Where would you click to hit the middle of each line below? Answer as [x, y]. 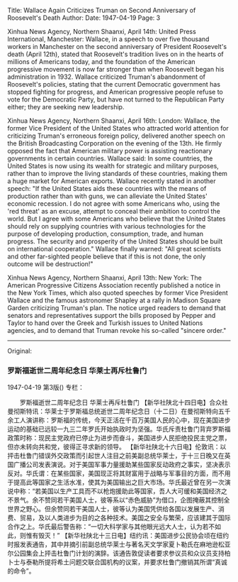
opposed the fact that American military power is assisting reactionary [110, 151]
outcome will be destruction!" [50, 264]
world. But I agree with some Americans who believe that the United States [117, 219]
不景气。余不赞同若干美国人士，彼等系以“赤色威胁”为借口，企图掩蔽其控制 [116, 500]
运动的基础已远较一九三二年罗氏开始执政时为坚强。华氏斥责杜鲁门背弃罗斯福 [119, 429]
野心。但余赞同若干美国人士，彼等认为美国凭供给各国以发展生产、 [122, 509]
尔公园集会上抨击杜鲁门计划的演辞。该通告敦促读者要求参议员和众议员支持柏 [119, 554]
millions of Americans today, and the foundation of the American [102, 62]
